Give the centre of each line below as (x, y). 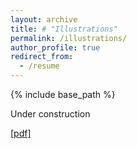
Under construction (50, 114)
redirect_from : (42, 57)
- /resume (39, 66)
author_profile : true (55, 47)
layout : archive (44, 19)
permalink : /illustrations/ (69, 38)
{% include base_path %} (63, 94)
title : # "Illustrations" (64, 29)
